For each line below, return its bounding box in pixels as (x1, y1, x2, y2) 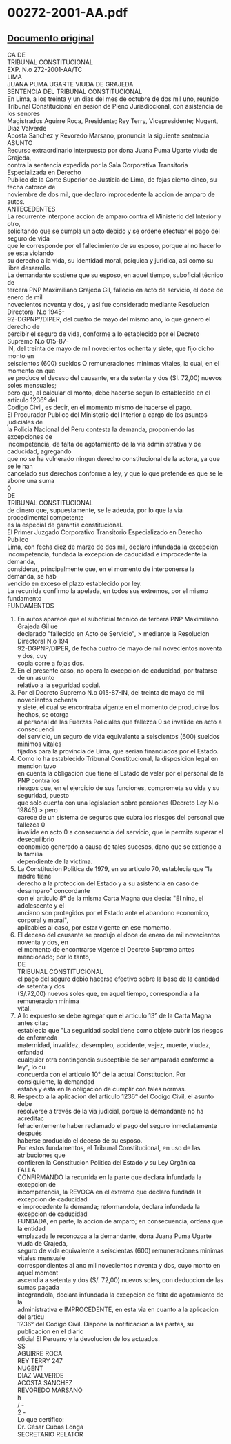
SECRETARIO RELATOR (17, 1430, 83, 1438)
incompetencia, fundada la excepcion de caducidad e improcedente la (7, 550, 208, 558)
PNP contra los (17, 776, 60, 785)
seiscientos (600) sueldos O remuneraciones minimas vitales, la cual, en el (7, 359, 219, 367)
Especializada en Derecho (7, 168, 81, 176)
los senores (7, 109, 40, 118)
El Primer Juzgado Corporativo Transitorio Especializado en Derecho (7, 528, 203, 536)
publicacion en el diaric (17, 1327, 84, 1335)
